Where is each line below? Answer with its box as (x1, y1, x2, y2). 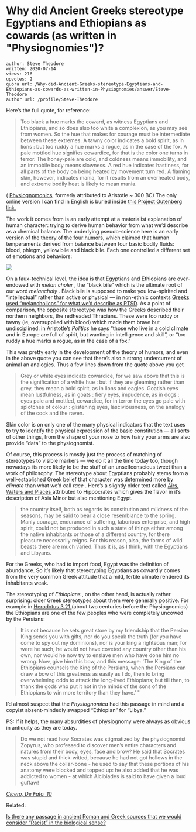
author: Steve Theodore (6, 60, 64, 67)
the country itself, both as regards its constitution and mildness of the (20, 506, 188, 513)
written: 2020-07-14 (6, 66, 57, 71)
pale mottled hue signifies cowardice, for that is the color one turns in (20, 149, 188, 156)
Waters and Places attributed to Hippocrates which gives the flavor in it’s (6, 488, 181, 495)
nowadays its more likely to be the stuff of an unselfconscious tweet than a (6, 463, 187, 470)
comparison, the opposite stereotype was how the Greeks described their (6, 306, 184, 313)
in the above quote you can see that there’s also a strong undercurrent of (6, 355, 183, 362)
